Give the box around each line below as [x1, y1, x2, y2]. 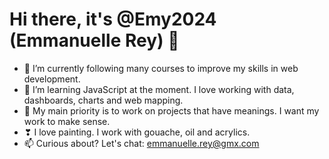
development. [23, 73, 81, 85]
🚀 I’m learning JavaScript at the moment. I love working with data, [23, 83, 295, 95]
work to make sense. [23, 115, 111, 127]
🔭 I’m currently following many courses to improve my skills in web [23, 62, 299, 74]
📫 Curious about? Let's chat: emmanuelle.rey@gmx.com [23, 137, 260, 149]
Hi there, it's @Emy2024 [9, 8, 217, 31]
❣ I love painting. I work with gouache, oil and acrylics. [23, 126, 251, 138]
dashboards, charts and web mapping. [23, 94, 184, 106]
